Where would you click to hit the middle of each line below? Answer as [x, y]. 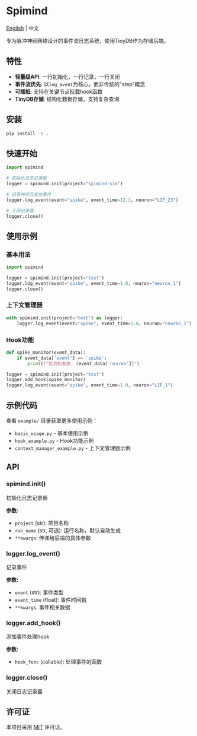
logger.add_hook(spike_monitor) [46, 380]
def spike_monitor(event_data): [46, 352]
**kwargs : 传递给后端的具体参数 [53, 538]
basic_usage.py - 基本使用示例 [51, 433]
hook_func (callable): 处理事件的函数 [58, 662]
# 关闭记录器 [20, 211]
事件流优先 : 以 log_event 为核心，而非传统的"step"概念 [80, 84]
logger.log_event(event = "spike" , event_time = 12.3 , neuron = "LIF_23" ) [92, 200]
